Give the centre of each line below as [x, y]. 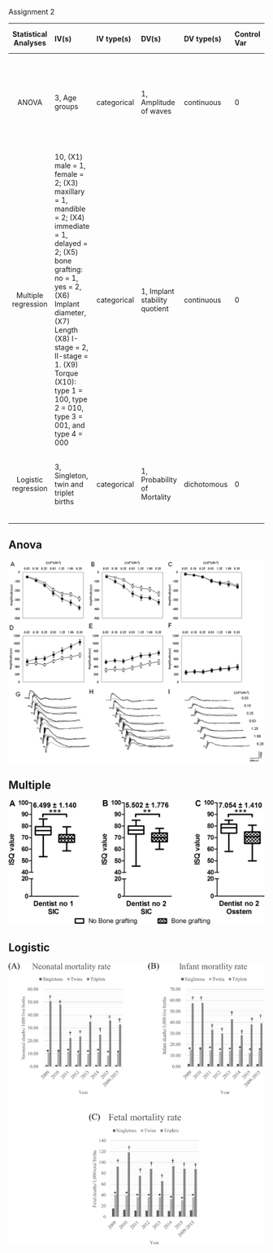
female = [69, 174]
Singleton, [71, 475]
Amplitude [158, 102]
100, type [71, 399]
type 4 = [68, 434]
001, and [69, 425]
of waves [156, 111]
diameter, [70, 312]
